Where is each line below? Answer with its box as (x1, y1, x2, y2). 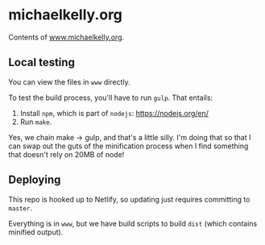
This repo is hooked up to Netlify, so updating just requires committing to (8, 194, 251, 204)
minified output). (8, 227, 64, 237)
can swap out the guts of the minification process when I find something (8, 141, 249, 151)
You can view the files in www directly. (8, 77, 130, 86)
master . (8, 203, 32, 213)
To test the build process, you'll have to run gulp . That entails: (8, 93, 213, 102)
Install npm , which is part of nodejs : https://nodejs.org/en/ (19, 108, 209, 118)
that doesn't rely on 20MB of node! (8, 149, 125, 159)
